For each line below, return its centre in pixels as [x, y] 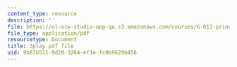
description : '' [31, 20]
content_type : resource [42, 14]
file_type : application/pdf [49, 33]
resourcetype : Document [42, 40]
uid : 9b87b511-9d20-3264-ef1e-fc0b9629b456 [72, 53]
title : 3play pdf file [41, 46]
